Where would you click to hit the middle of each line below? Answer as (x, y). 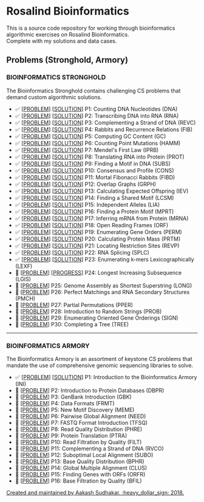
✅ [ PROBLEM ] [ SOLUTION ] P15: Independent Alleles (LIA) (87, 204)
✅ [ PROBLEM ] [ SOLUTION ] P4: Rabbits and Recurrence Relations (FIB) (104, 129)
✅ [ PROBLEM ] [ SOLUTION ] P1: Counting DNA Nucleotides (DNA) (96, 109)
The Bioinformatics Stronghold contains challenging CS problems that (93, 91)
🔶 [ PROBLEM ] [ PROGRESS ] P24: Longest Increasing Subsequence (98, 272)
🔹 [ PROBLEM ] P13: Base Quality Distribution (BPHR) (80, 461)
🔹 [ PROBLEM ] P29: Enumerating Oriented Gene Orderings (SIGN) (97, 318)
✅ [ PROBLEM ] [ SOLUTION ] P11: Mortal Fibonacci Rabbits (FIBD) (95, 177)
